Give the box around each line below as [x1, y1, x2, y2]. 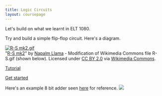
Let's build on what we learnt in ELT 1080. [5, 25, 90, 31]
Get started [5, 75, 28, 81]
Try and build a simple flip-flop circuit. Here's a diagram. [5, 35, 121, 41]
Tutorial [5, 65, 21, 71]
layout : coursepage [5, 12, 46, 17]
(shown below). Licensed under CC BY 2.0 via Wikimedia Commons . [15, 55, 156, 61]
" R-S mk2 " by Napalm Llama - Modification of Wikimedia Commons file [5, 50, 152, 56]
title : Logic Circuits [5, 7, 52, 12]
